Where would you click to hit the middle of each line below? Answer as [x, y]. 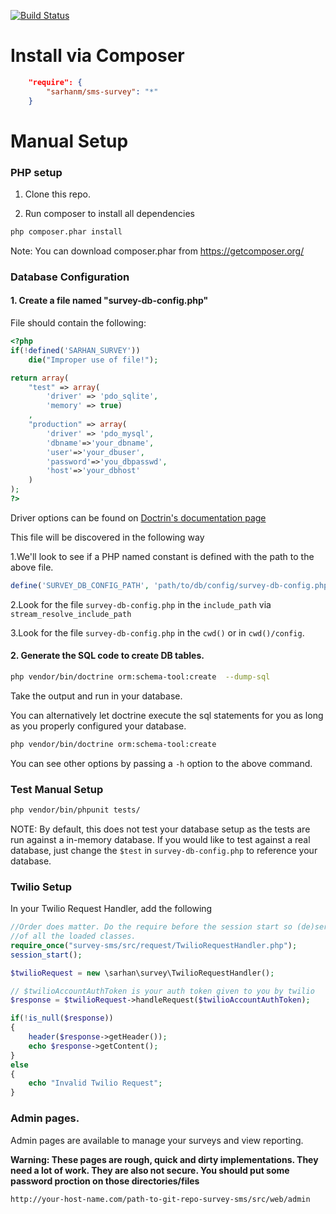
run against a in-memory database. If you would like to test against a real [160, 839]
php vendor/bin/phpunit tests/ [75, 810]
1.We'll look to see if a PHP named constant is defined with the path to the [162, 556]
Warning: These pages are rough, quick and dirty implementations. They [164, 1159]
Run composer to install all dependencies [109, 214]
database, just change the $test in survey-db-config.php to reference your [164, 850]
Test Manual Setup [57, 789]
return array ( [40, 378]
